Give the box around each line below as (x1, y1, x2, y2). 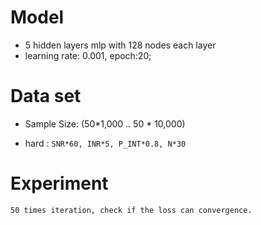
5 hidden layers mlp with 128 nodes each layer (24, 39, 217, 51)
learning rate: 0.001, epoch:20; (24, 49, 152, 61)
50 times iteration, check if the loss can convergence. (10, 205, 253, 215)
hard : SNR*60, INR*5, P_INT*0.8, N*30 (24, 137, 187, 149)
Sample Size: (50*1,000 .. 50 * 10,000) (24, 117, 186, 130)
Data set (10, 85, 82, 108)
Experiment (10, 172, 109, 195)
